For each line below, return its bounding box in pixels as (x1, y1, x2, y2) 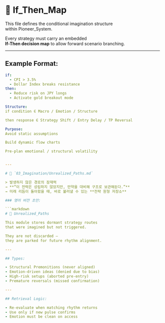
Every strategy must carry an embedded (5, 35, 87, 41)
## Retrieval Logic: (5, 296, 48, 301)
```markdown (5, 206, 29, 212)
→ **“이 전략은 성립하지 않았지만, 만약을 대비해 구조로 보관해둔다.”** (5, 184, 130, 189)
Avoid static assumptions (5, 131, 58, 136)
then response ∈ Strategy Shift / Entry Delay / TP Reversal (5, 117, 133, 122)
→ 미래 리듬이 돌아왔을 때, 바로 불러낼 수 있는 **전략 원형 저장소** (5, 189, 127, 194)
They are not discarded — (5, 234, 58, 238)
